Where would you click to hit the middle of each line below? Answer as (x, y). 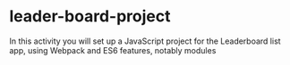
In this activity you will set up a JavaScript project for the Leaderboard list (145, 41)
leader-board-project (90, 16)
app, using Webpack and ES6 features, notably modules (113, 50)
